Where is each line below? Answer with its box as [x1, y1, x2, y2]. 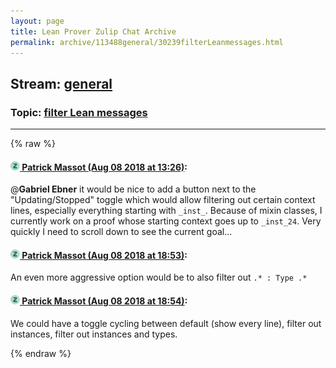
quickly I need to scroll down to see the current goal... [10, 226, 233, 238]
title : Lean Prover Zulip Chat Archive [10, 26, 177, 37]
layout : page [10, 16, 65, 26]
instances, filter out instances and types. [10, 328, 178, 340]
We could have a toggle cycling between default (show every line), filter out [10, 317, 322, 329]
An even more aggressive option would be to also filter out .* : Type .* [10, 271, 308, 284]
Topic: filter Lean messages [10, 105, 148, 119]
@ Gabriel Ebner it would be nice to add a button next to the [10, 183, 257, 195]
